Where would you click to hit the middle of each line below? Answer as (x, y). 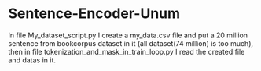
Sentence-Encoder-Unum (94, 14)
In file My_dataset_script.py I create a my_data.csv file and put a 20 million (128, 35)
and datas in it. (32, 60)
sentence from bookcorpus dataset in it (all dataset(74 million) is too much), (131, 43)
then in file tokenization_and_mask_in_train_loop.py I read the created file (127, 51)
